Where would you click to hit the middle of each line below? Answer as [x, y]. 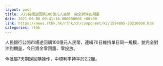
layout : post [18, 10]
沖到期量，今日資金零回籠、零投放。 [41, 48]
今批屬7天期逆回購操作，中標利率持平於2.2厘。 [52, 59]
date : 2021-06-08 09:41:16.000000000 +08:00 [51, 19]
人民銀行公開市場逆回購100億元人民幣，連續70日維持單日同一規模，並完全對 [82, 43]
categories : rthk [23, 28]
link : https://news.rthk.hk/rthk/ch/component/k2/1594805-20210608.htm [79, 23]
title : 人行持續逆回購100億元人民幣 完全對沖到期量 [52, 14]
